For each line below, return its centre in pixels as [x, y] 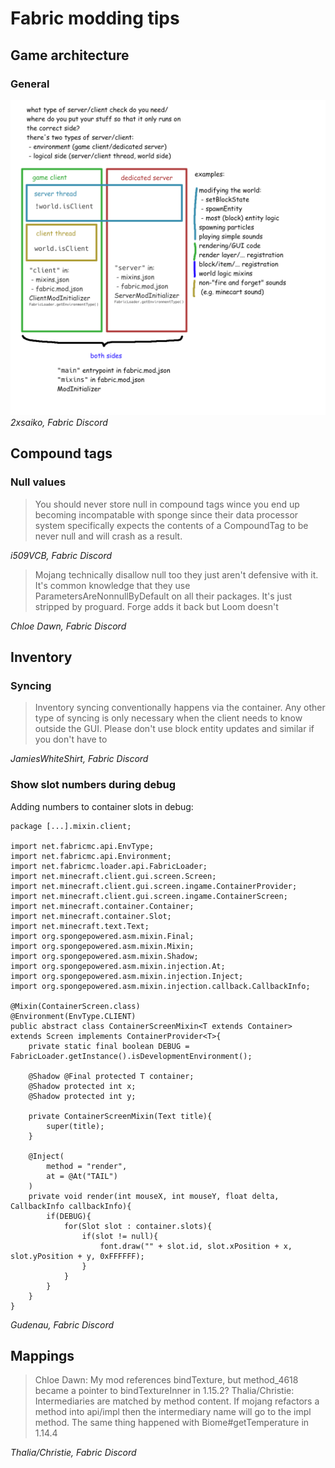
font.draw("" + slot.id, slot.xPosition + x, [196, 1246]
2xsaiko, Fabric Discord [59, 422]
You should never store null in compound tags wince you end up [167, 504]
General [30, 84]
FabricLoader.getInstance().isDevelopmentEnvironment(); [131, 1056]
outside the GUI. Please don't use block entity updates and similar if [174, 729]
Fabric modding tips [95, 18]
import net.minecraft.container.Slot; [91, 916]
